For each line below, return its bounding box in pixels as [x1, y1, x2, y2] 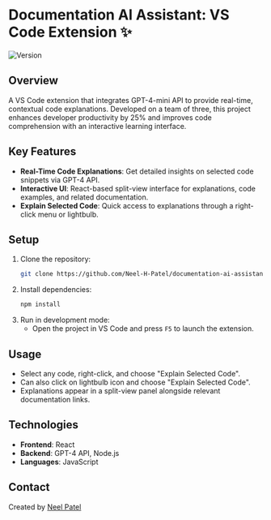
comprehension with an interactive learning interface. [8, 121, 187, 131]
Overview [8, 74, 59, 88]
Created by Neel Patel [8, 501, 82, 512]
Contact [8, 480, 50, 494]
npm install [19, 300, 61, 309]
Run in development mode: [19, 315, 111, 325]
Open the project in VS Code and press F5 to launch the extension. [32, 324, 255, 333]
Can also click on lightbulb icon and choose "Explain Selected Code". [19, 377, 251, 387]
